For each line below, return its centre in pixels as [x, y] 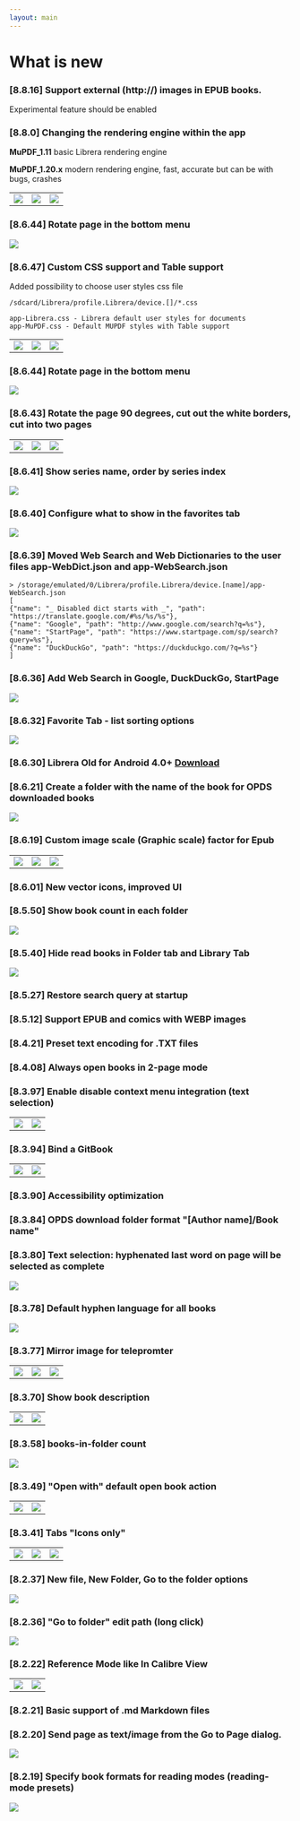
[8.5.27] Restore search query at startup [99, 996]
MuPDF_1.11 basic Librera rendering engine [88, 152]
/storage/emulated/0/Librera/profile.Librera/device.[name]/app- [142, 585]
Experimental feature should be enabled [83, 109]
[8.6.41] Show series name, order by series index [118, 471]
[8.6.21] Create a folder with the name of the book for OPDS [141, 787]
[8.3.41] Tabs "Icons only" [68, 1532]
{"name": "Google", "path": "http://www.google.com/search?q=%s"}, [138, 625]
